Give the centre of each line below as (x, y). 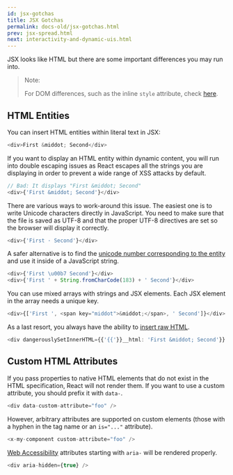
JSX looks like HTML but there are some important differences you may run (115, 59)
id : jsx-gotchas (31, 14)
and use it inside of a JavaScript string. (63, 261)
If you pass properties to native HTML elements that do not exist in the (108, 378)
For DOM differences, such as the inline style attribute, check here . (121, 94)
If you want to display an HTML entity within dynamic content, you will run (113, 158)
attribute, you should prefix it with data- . (65, 393)
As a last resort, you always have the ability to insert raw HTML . (98, 327)
